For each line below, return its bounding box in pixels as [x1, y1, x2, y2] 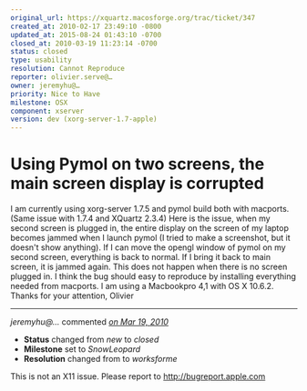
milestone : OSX [10, 97, 68, 107]
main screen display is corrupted [10, 174, 265, 194]
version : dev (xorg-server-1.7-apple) [10, 115, 158, 124]
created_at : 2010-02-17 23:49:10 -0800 [10, 22, 162, 31]
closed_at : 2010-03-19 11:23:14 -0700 [10, 38, 158, 48]
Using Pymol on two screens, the [10, 154, 265, 175]
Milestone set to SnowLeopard [23, 344, 141, 355]
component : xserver [10, 106, 85, 115]
